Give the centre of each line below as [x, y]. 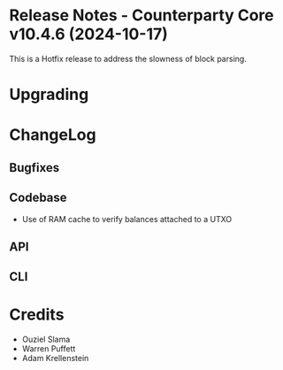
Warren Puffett [49, 349]
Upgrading [49, 95]
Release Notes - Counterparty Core [141, 15]
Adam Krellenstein [55, 358]
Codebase [38, 198]
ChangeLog [53, 135]
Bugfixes [34, 168]
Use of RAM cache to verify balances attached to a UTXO [127, 219]
